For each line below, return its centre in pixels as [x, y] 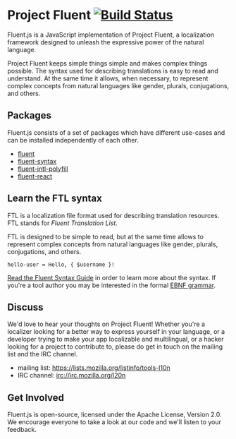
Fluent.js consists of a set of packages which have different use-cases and [116, 132]
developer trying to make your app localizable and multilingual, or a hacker [116, 339]
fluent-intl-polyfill [43, 169]
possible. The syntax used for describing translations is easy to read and [113, 71]
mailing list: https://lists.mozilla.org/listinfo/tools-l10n [94, 368]
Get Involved [36, 398]
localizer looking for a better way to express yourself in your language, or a [116, 332]
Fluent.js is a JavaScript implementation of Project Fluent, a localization [111, 35]
